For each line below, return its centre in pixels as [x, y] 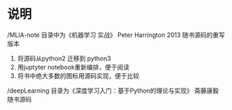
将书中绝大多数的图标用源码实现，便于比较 [78, 76]
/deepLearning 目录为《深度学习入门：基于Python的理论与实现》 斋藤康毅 [113, 91]
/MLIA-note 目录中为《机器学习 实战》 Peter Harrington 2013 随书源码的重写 [116, 35]
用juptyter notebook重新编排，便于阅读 [73, 67]
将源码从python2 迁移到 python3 [64, 58]
